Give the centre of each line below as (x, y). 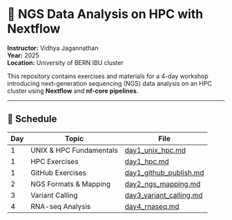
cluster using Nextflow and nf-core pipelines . (73, 91)
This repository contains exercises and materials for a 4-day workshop (108, 76)
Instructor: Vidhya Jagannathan (53, 48)
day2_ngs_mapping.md (163, 184)
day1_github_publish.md (164, 172)
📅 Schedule (32, 119)
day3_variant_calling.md (164, 195)
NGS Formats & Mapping (71, 184)
